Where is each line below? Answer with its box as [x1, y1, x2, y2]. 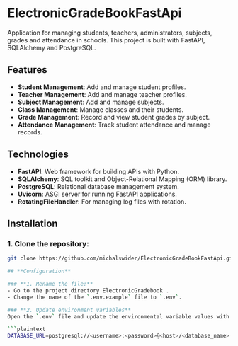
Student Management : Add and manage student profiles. [17, 83, 186, 91]
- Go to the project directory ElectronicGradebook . [7, 287, 170, 294]
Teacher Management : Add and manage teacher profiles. [17, 90, 188, 98]
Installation [7, 217, 58, 229]
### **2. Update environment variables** [7, 306, 132, 313]
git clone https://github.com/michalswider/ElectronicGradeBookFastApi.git [7, 255, 236, 263]
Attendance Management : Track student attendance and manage [17, 120, 211, 129]
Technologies [7, 149, 69, 161]
